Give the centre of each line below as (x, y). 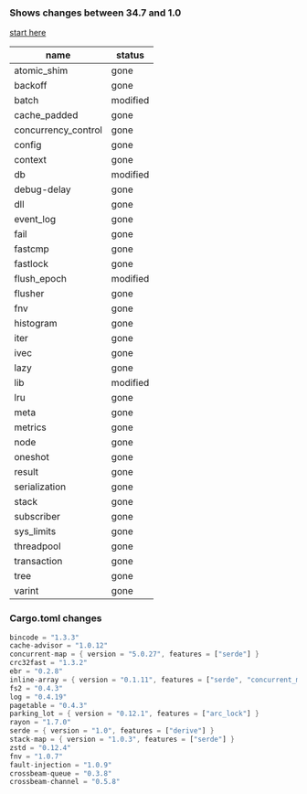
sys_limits (35, 531)
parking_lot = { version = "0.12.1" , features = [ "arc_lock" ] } (134, 714)
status (130, 55)
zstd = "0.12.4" (40, 747)
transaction (38, 562)
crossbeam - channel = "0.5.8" (65, 782)
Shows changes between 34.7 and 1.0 (95, 13)
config (28, 145)
